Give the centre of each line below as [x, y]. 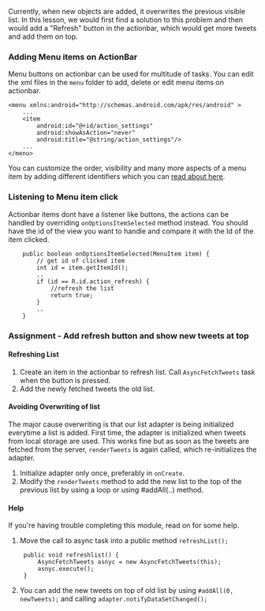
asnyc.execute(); [66, 569]
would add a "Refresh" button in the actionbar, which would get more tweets [132, 28]
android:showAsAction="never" [86, 133]
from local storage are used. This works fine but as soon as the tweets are [129, 441]
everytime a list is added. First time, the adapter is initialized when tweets [127, 432]
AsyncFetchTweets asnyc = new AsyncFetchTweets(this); [129, 562]
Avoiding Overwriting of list [54, 407]
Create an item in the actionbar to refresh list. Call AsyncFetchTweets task [137, 372]
